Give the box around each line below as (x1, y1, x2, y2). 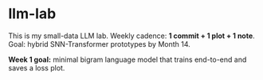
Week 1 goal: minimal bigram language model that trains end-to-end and (8, 55, 247, 64)
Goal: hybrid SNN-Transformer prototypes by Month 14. (8, 39, 191, 48)
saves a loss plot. (8, 63, 65, 72)
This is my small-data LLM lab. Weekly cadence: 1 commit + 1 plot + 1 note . (8, 31, 255, 40)
